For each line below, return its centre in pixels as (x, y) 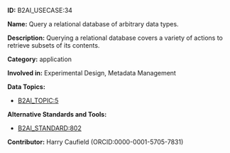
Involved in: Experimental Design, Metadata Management (92, 73)
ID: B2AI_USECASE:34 (40, 10)
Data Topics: (27, 87)
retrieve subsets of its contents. (54, 45)
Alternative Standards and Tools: (57, 114)
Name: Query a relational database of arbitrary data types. (93, 24)
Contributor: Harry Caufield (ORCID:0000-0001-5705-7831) (95, 142)
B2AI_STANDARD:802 (49, 128)
